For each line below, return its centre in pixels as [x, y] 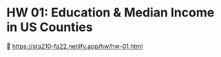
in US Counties [50, 27]
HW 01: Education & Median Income [110, 13]
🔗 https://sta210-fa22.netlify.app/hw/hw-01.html [75, 46]
